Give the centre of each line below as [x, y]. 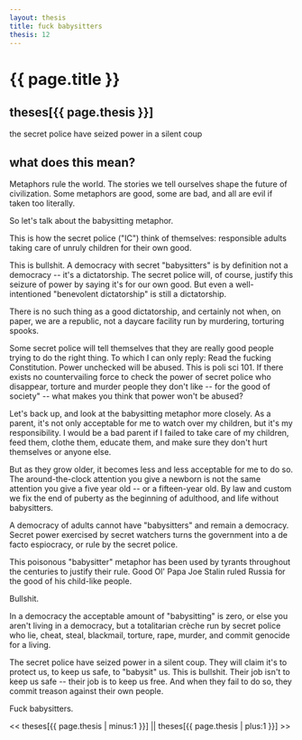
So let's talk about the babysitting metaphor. [92, 221]
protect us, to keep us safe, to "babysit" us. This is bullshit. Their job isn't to [150, 672]
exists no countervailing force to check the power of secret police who [141, 377]
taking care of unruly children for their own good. [101, 248]
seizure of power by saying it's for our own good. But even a [122, 284]
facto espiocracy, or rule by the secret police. [94, 545]
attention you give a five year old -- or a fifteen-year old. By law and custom [151, 489]
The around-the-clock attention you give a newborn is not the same [135, 479]
